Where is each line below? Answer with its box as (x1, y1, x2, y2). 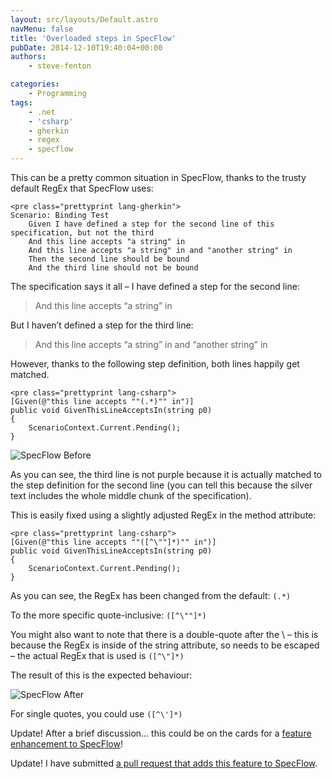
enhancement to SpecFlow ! (10, 738, 123, 750)
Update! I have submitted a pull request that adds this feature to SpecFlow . (10, 757, 318, 769)
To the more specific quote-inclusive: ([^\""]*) (10, 609, 207, 621)
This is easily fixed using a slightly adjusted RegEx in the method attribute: (10, 509, 317, 521)
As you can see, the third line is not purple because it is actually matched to (10, 469, 323, 480)
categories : (10, 79, 60, 90)
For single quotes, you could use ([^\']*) (10, 708, 183, 720)
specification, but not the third (10, 228, 155, 238)
